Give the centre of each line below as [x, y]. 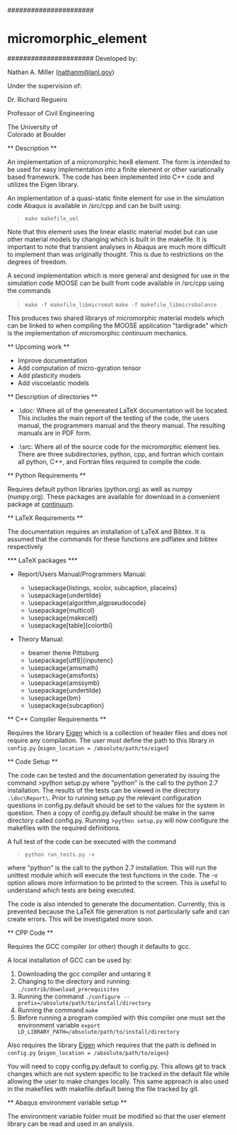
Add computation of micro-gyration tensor [79, 368]
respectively [25, 546]
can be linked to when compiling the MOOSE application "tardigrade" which [117, 325]
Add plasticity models [49, 375]
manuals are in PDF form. [54, 433]
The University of [33, 127]
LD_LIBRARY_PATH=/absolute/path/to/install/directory [98, 1032]
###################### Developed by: [73, 58]
